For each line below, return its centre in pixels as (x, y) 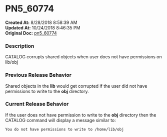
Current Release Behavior (37, 104)
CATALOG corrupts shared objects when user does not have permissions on (83, 57)
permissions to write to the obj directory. (47, 91)
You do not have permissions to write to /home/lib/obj (64, 129)
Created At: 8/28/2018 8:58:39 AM (41, 22)
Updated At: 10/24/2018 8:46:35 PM (43, 27)
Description (20, 46)
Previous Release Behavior (38, 75)
